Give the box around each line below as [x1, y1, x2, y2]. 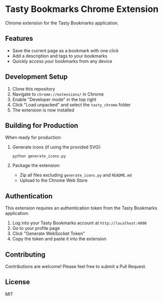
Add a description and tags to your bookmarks [12, 53, 108, 59]
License [5, 278, 30, 287]
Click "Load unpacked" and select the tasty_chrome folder [12, 101, 131, 107]
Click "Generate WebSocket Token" [12, 230, 85, 237]
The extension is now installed [12, 107, 74, 113]
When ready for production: [5, 134, 62, 140]
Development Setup [5, 73, 68, 81]
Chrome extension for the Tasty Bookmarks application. [5, 20, 119, 26]
